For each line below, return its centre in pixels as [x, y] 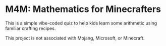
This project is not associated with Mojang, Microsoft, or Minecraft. [75, 38]
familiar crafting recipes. [31, 28]
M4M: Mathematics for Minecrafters [83, 9]
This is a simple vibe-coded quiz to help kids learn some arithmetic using [81, 23]
